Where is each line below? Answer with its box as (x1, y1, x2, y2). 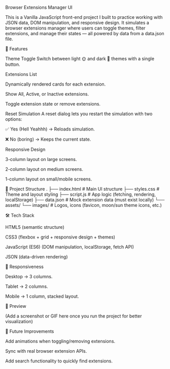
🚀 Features (5, 46, 28, 51)
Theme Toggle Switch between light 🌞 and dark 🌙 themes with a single (5, 56, 155, 62)
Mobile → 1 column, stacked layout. (5, 293, 79, 299)
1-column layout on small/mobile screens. (5, 176, 92, 182)
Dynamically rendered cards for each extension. (5, 81, 106, 87)
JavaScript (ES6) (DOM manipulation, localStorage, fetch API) (5, 244, 134, 250)
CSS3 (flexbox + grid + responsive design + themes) (5, 234, 116, 240)
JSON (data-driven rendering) (5, 254, 68, 259)
